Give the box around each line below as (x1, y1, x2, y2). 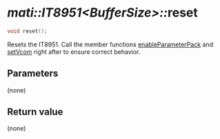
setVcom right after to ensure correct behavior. (7, 47, 141, 56)
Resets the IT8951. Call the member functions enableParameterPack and (7, 40, 214, 48)
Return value (7, 106, 63, 118)
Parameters (7, 68, 59, 80)
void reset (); (7, 28, 48, 35)
